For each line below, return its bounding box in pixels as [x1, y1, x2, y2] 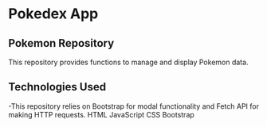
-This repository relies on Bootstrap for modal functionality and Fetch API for [8, 101, 259, 111]
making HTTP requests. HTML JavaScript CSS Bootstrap [8, 110, 195, 119]
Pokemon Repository [8, 37, 115, 50]
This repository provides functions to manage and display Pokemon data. [8, 57, 249, 67]
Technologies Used [8, 80, 106, 94]
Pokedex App [8, 5, 99, 23]
